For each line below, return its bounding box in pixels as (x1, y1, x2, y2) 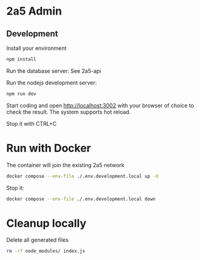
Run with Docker (6, 141, 92, 155)
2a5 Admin (6, 4, 62, 18)
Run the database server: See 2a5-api (6, 67, 101, 74)
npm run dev (6, 91, 36, 97)
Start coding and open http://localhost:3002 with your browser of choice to (6, 101, 195, 109)
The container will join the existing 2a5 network (6, 161, 125, 168)
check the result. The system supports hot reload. (6, 108, 132, 115)
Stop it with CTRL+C (6, 120, 57, 127)
